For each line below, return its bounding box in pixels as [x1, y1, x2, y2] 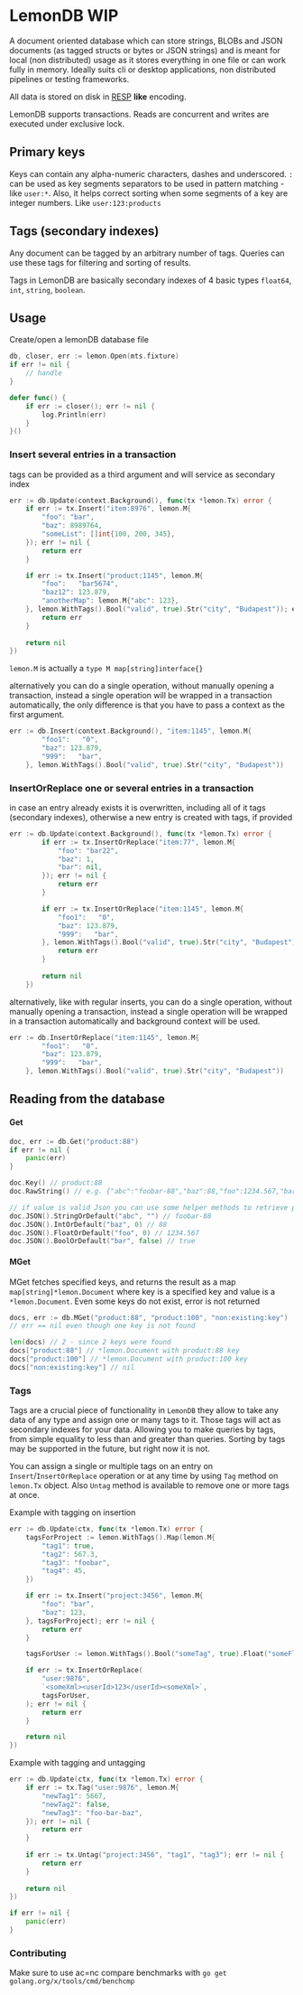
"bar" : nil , [57, 863, 103, 872]
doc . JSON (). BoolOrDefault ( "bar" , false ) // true [9, 1237, 196, 1246]
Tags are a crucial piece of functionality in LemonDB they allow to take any [9, 1405, 280, 1416]
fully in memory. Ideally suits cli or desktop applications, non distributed [9, 64, 277, 75]
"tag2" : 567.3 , [41, 1550, 99, 1559]
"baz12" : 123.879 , [41, 588, 111, 597]
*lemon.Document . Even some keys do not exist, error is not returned [9, 1296, 260, 1307]
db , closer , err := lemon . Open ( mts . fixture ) [9, 351, 179, 361]
